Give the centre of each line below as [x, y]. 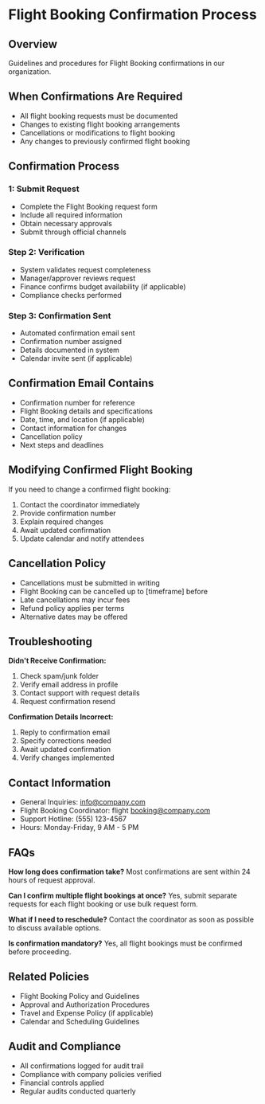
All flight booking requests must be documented [99, 115]
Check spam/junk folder [59, 676]
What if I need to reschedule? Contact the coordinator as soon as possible [131, 919]
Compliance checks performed [70, 295]
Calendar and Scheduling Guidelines [80, 1021]
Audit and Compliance [65, 1046]
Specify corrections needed [65, 741]
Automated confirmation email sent [77, 333]
